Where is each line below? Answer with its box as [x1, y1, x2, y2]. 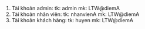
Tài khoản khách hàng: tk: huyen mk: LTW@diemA [11, 17, 134, 23]
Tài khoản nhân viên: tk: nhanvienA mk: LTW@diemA [11, 11, 140, 18]
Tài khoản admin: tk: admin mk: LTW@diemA [11, 5, 120, 11]
